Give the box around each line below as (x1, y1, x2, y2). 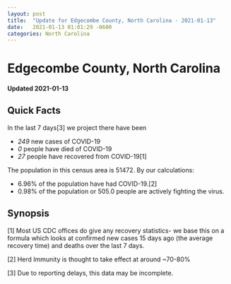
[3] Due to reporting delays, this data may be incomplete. (7, 268, 174, 277)
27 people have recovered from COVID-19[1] (17, 152, 147, 160)
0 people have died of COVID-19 (17, 144, 112, 153)
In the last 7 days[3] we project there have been (7, 123, 147, 131)
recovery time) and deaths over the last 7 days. (7, 241, 145, 249)
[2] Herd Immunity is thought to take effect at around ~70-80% (7, 255, 191, 264)
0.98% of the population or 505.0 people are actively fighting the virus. (17, 187, 225, 195)
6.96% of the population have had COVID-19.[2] (17, 179, 158, 188)
